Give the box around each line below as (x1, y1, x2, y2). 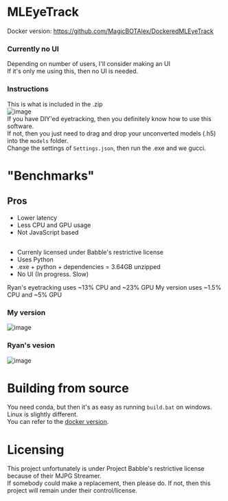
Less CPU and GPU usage (16, 221, 91, 229)
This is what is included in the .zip (7, 100, 103, 108)
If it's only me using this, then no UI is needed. (7, 67, 139, 76)
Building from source (7, 380, 129, 396)
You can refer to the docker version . (7, 418, 109, 426)
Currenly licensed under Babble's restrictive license (16, 248, 163, 256)
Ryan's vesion (7, 341, 56, 350)
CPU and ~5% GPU (7, 290, 62, 299)
